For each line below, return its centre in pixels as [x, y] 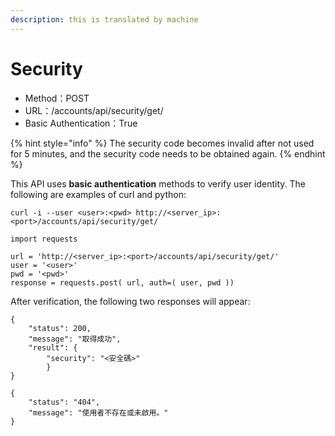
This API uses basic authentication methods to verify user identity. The [158, 183]
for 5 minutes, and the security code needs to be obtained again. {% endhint [168, 153]
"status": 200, [60, 328]
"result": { [53, 347]
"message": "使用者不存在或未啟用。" [98, 412]
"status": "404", [64, 402]
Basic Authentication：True [81, 123]
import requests [44, 239]
